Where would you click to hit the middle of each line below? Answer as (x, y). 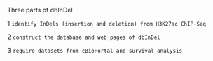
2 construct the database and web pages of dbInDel (84, 37)
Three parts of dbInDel (40, 10)
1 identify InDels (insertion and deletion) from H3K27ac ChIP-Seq (107, 23)
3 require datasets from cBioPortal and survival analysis (95, 50)
